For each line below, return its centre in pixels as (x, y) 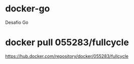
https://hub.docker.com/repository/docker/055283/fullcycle (67, 56)
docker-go (28, 9)
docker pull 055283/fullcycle (67, 42)
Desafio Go (17, 22)
